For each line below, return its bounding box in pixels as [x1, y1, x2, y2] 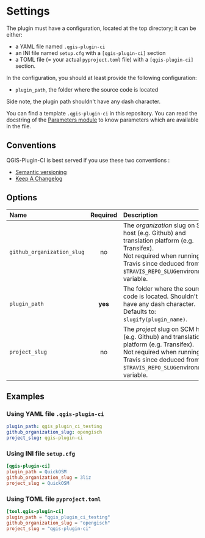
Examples [6, 391, 45, 401]
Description [123, 211, 158, 219]
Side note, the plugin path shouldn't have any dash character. [6, 98, 161, 105]
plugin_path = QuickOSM [6, 469, 67, 475]
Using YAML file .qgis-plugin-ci [6, 409, 104, 418]
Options [6, 192, 38, 203]
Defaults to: [123, 307, 157, 316]
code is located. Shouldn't [123, 292, 198, 300]
